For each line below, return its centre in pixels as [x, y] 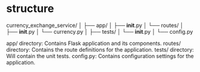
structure [30, 9]
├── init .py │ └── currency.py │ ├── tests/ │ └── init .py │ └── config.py [100, 31]
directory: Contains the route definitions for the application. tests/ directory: [100, 49]
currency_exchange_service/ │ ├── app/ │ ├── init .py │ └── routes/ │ [95, 25]
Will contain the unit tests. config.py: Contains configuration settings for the [100, 56]
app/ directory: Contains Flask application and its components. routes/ [94, 43]
